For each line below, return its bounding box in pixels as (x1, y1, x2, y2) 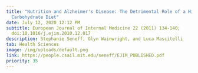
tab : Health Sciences (6, 42, 60, 48)
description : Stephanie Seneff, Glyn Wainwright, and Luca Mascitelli (6, 36, 183, 42)
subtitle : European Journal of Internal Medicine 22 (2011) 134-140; (6, 25, 181, 31)
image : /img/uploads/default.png (6, 47, 88, 53)
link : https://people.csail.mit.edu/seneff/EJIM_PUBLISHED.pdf (6, 52, 165, 58)
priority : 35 (6, 58, 38, 64)
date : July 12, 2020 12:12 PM (6, 19, 81, 25)
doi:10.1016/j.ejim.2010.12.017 (11, 31, 91, 36)
